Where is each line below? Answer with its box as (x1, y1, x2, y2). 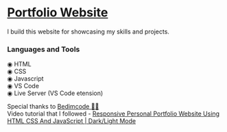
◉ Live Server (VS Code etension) (7, 89, 104, 97)
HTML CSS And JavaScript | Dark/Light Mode (7, 117, 136, 125)
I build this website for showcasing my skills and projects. (7, 27, 170, 36)
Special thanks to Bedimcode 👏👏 (7, 103, 99, 111)
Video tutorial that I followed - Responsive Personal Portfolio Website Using (7, 109, 220, 118)
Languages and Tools (7, 44, 80, 54)
